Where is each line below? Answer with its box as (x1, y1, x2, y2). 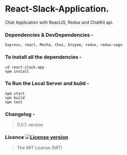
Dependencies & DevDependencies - (5, 31, 94, 38)
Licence (5, 134, 24, 141)
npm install (5, 69, 29, 74)
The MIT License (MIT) (16, 145, 63, 151)
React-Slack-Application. (5, 3, 109, 15)
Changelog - (5, 110, 35, 117)
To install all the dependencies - (5, 54, 82, 61)
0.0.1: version (16, 122, 44, 128)
